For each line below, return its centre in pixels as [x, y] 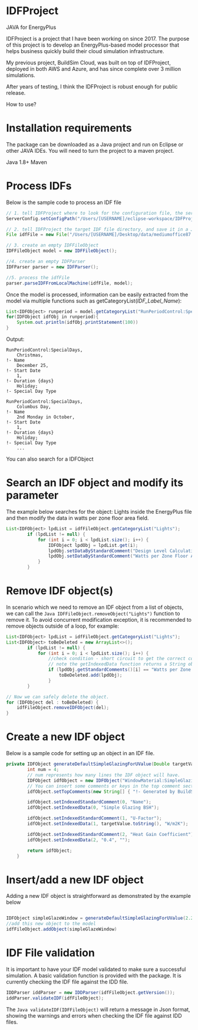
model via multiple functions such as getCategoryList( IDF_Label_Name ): [94, 301]
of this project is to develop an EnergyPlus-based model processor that [93, 45]
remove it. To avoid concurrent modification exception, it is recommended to [99, 619]
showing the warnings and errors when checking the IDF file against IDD [94, 1015]
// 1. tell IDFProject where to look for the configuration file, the [95, 213]
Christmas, [30, 355]
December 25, [33, 366]
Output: [15, 339]
